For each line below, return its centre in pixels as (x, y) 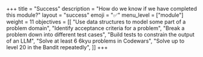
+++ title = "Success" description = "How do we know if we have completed (101, 9)
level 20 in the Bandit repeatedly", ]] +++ (57, 47)
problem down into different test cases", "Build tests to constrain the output (101, 34)
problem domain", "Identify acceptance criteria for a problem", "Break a (95, 28)
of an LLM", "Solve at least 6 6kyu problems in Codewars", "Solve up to (95, 41)
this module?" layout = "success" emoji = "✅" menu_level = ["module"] (95, 15)
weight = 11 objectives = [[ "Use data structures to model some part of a (96, 22)
